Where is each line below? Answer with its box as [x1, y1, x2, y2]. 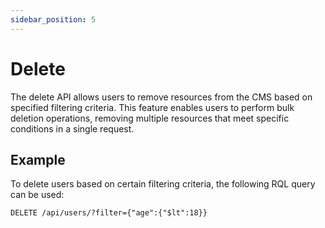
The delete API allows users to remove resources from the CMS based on [10, 91, 313, 103]
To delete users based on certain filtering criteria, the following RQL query [10, 178, 316, 190]
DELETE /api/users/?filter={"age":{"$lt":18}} [10, 208, 208, 218]
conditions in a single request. [10, 122, 135, 135]
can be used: [10, 189, 65, 201]
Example [10, 151, 66, 168]
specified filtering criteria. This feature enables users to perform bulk [10, 101, 295, 113]
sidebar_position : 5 [10, 14, 97, 25]
